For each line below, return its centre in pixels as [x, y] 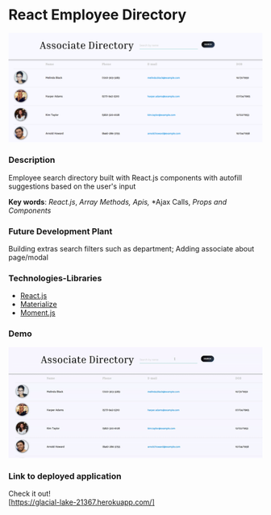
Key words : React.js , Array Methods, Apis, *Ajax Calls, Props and [118, 201]
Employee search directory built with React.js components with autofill [125, 177]
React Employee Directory [98, 15]
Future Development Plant [60, 231]
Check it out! [29, 494]
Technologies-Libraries [55, 278]
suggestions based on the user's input [72, 186]
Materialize [39, 305]
